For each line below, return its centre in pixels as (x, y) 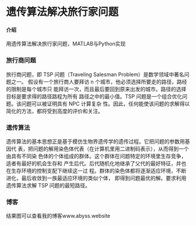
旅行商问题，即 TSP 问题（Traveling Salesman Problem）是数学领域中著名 (95, 74)
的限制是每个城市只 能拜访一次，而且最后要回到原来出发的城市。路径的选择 (96, 89)
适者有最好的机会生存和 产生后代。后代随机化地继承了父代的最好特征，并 (94, 163)
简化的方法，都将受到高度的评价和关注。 (55, 111)
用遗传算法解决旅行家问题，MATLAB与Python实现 (66, 44)
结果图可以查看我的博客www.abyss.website (58, 216)
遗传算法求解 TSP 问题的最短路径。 (48, 185)
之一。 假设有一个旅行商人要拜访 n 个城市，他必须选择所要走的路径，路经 (99, 81)
